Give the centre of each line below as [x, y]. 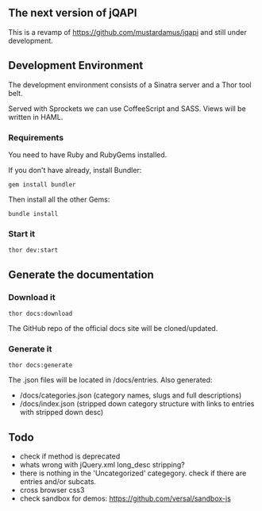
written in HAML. [36, 117]
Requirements [36, 137]
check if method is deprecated [70, 456]
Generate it [30, 348]
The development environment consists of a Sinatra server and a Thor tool [130, 85]
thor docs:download [40, 313]
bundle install [33, 213]
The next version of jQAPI [73, 13]
